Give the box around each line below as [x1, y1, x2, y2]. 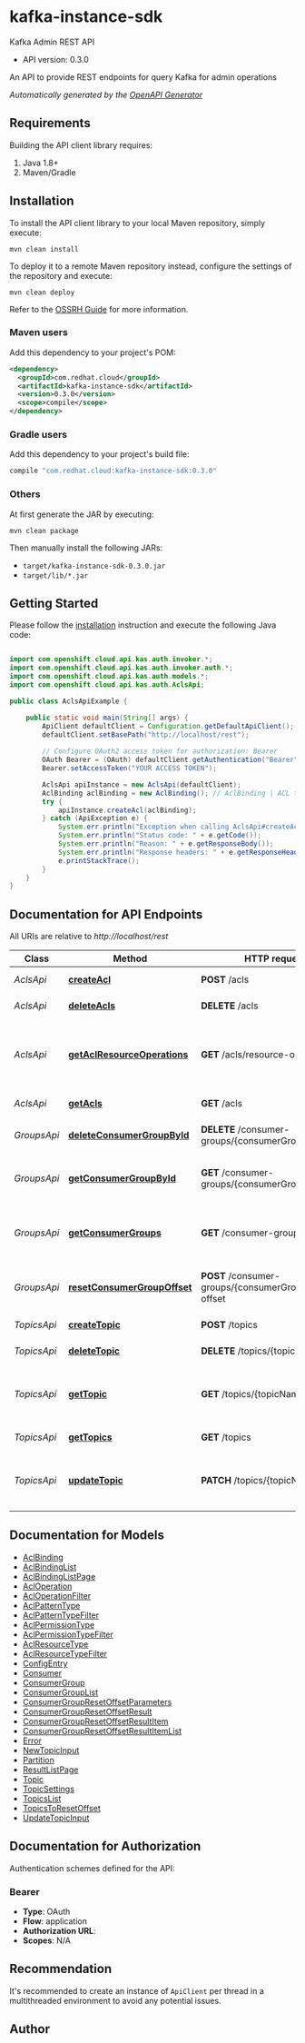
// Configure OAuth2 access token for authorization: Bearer [42, 747, 279, 756]
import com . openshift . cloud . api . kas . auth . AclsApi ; [9, 680, 205, 689]
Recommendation [9, 1961, 112, 1977]
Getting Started [9, 595, 99, 610]
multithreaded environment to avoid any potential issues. [9, 1995, 221, 2006]
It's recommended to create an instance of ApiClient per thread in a [9, 1985, 265, 1996]
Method [113, 952, 148, 965]
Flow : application [22, 1916, 88, 1927]
